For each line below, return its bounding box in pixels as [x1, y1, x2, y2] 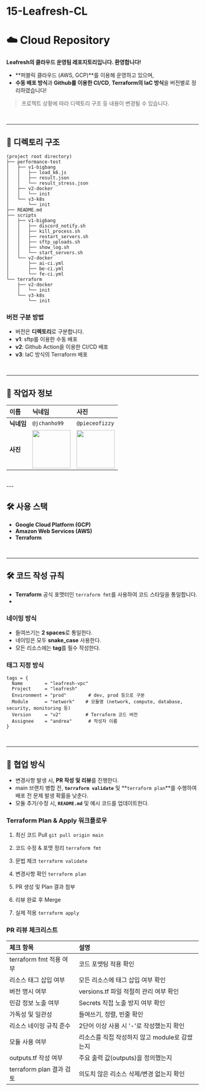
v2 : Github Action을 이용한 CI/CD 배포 [15, 343, 109, 350]
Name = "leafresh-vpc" [12, 681, 88, 687]
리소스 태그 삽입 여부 [9, 976, 65, 984]
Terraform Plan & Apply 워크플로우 [6, 816, 107, 825]
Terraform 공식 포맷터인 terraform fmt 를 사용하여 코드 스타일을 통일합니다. [15, 590, 198, 598]
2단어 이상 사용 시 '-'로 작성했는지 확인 [78, 1021, 185, 1030]
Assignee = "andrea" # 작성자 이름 [12, 719, 118, 725]
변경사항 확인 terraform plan [15, 870, 87, 877]
